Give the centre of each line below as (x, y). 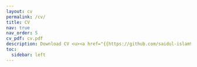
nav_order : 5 (22, 33)
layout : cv (19, 11)
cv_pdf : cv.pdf (25, 38)
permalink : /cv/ (26, 17)
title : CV (18, 22)
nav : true (18, 28)
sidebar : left (28, 55)
